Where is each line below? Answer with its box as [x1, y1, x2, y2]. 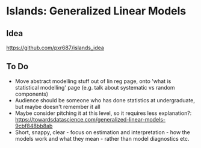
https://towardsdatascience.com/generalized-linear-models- [14, 116, 166, 123]
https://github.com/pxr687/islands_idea [6, 44, 104, 51]
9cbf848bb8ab [14, 122, 53, 129]
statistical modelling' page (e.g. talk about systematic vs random [14, 84, 176, 91]
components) [14, 90, 49, 97]
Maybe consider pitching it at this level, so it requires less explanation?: [14, 109, 192, 117]
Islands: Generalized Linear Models [6, 4, 187, 18]
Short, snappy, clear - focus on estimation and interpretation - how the [14, 128, 191, 136]
